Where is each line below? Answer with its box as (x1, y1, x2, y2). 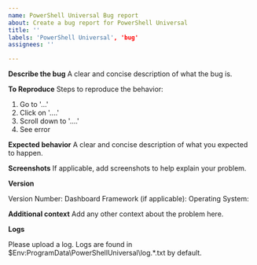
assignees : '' (8, 41, 55, 49)
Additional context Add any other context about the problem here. (8, 209, 224, 219)
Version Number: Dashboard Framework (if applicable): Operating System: (8, 194, 249, 204)
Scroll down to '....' (19, 116, 80, 126)
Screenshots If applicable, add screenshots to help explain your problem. (8, 164, 247, 173)
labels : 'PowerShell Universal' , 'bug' (8, 33, 139, 42)
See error (19, 125, 51, 134)
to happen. (8, 149, 43, 158)
